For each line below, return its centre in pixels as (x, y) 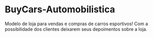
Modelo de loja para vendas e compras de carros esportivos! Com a (76, 24)
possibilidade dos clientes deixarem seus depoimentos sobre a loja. (76, 29)
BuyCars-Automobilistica (60, 10)
